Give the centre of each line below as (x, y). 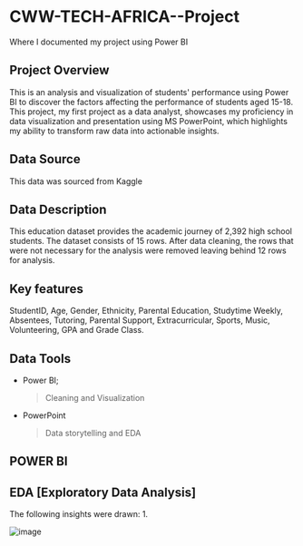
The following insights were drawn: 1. (78, 514)
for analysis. (32, 260)
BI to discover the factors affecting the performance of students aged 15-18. (151, 102)
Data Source (45, 159)
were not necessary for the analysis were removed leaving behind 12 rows (148, 250)
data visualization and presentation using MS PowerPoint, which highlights (149, 121)
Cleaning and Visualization (95, 398)
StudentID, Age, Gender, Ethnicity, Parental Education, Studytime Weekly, (147, 311)
